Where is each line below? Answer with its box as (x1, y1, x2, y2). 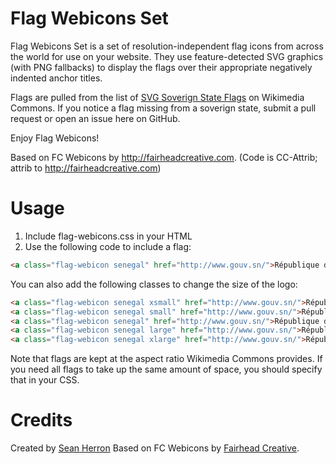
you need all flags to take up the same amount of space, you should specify (10, 363, 323, 376)
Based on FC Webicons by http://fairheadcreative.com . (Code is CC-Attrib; (10, 151, 318, 163)
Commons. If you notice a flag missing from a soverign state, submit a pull (10, 102, 317, 114)
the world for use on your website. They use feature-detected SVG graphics (10, 50, 324, 62)
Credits (10, 409, 73, 432)
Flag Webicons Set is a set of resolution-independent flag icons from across (10, 40, 324, 52)
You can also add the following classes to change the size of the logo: (10, 278, 298, 290)
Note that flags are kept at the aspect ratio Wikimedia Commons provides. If (10, 353, 323, 365)
